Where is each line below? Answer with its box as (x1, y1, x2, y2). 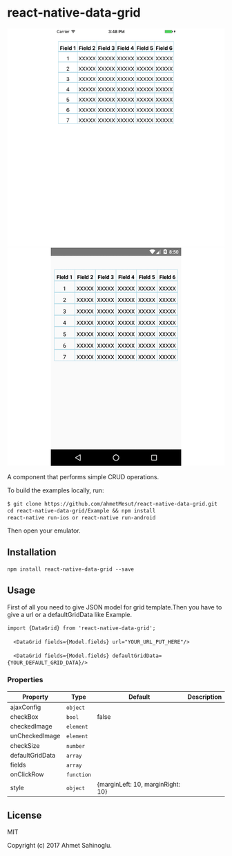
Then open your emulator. (7, 526, 81, 535)
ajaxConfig (10, 703, 41, 711)
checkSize (10, 741, 40, 749)
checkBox (10, 712, 39, 721)
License (7, 809, 42, 821)
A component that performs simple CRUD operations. (7, 472, 159, 481)
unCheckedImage (10, 732, 61, 740)
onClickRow (10, 770, 44, 778)
